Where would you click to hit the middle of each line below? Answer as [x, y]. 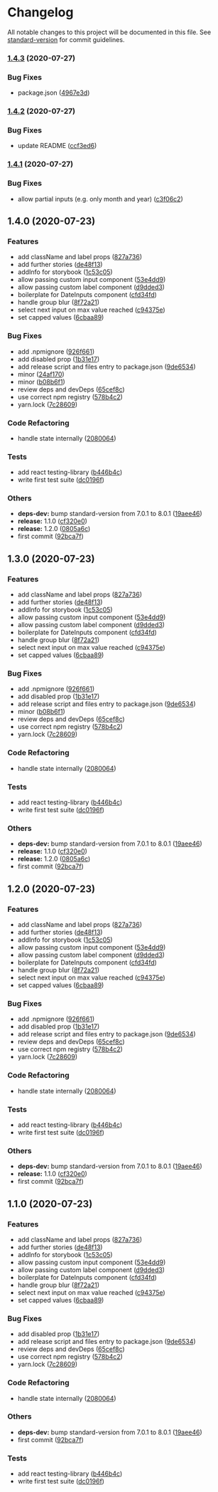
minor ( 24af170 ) [41, 374]
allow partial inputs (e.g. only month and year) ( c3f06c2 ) [100, 199]
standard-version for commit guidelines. [66, 39]
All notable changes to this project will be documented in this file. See [109, 32]
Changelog [40, 12]
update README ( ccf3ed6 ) [57, 146]
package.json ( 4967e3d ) [54, 93]
